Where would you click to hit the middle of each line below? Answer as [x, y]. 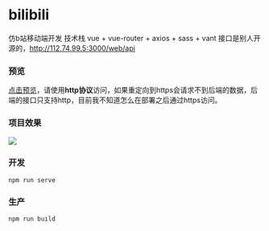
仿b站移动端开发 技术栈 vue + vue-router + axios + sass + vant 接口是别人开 [134, 38]
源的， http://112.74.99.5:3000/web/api [72, 48]
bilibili [29, 15]
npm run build [32, 219]
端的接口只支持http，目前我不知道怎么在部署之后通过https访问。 [115, 100]
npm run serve [32, 180]
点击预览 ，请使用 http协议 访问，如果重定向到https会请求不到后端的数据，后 [133, 90]
